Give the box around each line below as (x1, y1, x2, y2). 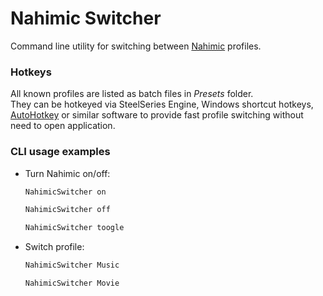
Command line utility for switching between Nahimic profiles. (10, 40, 262, 52)
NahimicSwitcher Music (24, 260, 120, 271)
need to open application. (10, 120, 116, 132)
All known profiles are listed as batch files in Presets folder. (10, 88, 254, 100)
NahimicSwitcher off (24, 205, 111, 215)
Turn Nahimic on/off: (24, 167, 111, 179)
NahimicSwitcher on (24, 187, 107, 197)
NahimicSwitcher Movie (24, 278, 120, 289)
